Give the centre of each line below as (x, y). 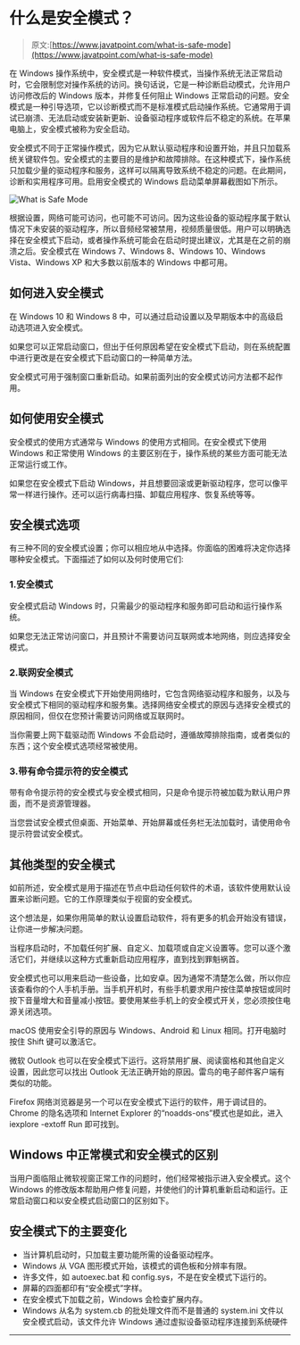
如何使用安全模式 (56, 419)
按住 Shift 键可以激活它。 (55, 1042)
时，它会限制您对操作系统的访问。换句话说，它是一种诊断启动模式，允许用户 (150, 84)
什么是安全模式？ (72, 18)
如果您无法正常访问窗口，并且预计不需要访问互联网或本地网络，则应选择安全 (150, 635)
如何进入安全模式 (56, 293)
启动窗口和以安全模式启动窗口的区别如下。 (95, 1200)
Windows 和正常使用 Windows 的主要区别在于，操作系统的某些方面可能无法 (148, 452)
